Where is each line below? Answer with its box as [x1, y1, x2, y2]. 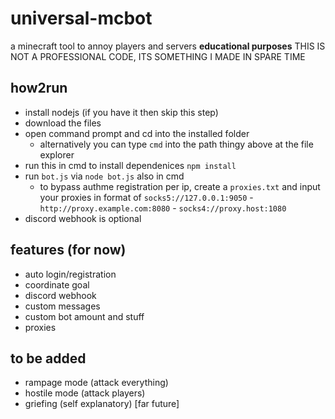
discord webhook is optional [24, 212, 142, 224]
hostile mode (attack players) [24, 387, 146, 399]
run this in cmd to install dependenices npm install [24, 159, 237, 171]
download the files [24, 117, 102, 129]
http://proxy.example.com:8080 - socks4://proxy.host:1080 [39, 202, 287, 214]
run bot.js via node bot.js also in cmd [24, 170, 185, 182]
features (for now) [10, 242, 127, 259]
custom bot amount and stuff [24, 310, 145, 322]
